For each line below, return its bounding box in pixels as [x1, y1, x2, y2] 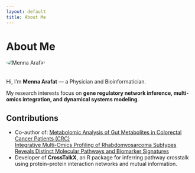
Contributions [6, 113, 58, 123]
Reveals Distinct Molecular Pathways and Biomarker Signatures [14, 148, 170, 155]
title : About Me [6, 14, 46, 20]
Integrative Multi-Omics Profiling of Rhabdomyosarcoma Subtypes [14, 142, 177, 149]
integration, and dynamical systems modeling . [22, 96, 139, 103]
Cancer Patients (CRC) [14, 135, 70, 142]
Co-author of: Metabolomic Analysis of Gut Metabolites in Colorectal [14, 129, 182, 136]
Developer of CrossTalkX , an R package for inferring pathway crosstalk [14, 154, 189, 161]
